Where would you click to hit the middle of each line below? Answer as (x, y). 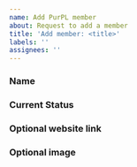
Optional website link (55, 128)
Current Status (42, 104)
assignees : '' (35, 50)
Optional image (43, 152)
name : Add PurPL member (53, 17)
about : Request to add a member (68, 26)
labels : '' (29, 42)
